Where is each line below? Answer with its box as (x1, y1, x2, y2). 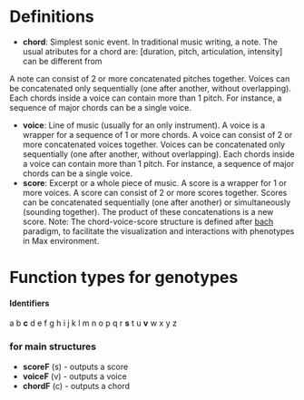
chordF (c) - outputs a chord (22, 380, 130, 391)
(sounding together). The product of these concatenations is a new (22, 206, 274, 217)
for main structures (9, 340, 97, 353)
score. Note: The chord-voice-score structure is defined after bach (22, 216, 274, 227)
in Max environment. (22, 235, 100, 246)
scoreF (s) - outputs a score (22, 361, 129, 372)
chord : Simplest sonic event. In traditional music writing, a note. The (22, 36, 279, 47)
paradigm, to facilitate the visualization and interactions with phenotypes (22, 225, 295, 237)
